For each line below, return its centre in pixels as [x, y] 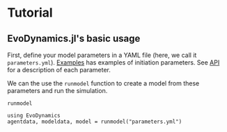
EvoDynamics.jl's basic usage [74, 39]
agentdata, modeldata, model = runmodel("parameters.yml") [95, 122]
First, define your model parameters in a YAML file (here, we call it [102, 55]
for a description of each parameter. [59, 70]
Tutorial [30, 13]
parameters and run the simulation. [57, 91]
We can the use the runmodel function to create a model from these [103, 83]
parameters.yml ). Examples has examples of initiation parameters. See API [113, 63]
